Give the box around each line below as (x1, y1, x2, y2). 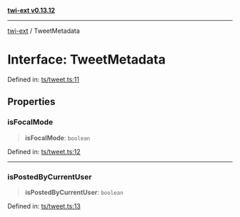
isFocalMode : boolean (24, 133, 91, 142)
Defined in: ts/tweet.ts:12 (7, 147, 81, 156)
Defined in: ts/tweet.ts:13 (7, 201, 81, 210)
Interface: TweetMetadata (7, 51, 166, 68)
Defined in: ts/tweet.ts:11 (7, 75, 80, 84)
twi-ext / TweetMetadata (7, 26, 80, 35)
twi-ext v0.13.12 (7, 6, 56, 14)
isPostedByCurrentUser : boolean (24, 188, 124, 196)
